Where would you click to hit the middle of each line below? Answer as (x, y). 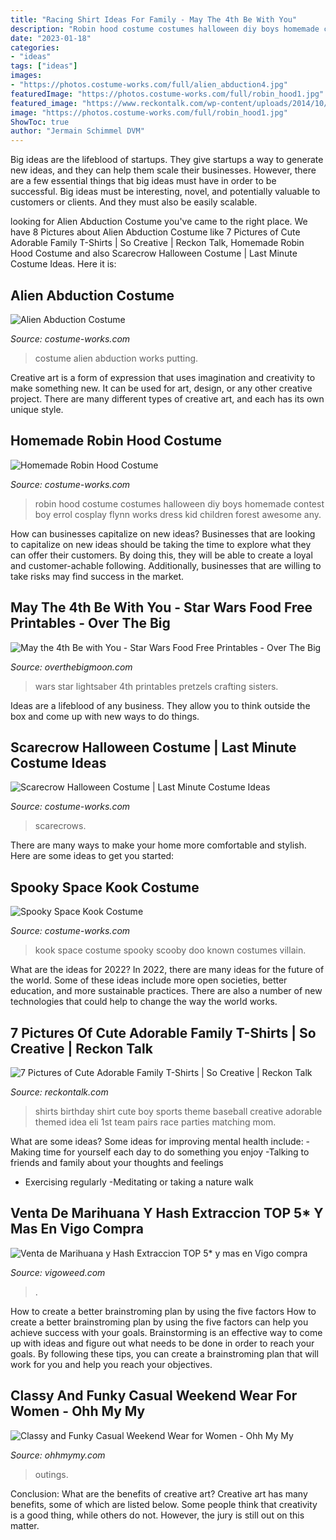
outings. (51, 1474)
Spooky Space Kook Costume (105, 887)
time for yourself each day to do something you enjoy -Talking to (176, 1152)
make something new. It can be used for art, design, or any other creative (161, 388)
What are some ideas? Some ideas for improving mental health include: (157, 1141)
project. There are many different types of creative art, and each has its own (167, 398)
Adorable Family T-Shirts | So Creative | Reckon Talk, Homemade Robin (157, 243)
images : (26, 76)
